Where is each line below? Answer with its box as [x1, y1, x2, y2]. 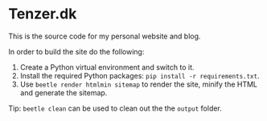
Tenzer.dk [8, 5, 77, 23]
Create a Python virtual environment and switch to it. [19, 62, 195, 72]
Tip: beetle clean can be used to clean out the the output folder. [8, 103, 223, 113]
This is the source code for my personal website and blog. [8, 31, 201, 41]
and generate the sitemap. [19, 87, 108, 97]
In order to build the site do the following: [8, 46, 145, 56]
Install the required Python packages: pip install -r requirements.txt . [19, 71, 260, 80]
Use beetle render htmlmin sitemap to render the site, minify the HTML [19, 79, 258, 89]
